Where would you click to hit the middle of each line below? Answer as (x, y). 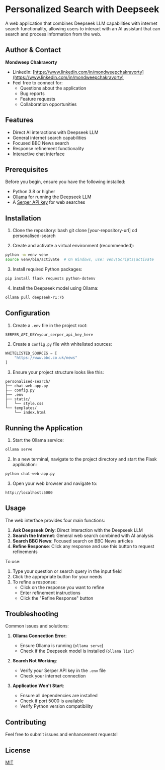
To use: (13, 561)
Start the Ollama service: (38, 440)
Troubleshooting (32, 614)
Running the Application (44, 428)
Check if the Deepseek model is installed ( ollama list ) (77, 651)
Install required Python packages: (47, 269)
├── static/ (18, 399)
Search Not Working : (35, 661)
